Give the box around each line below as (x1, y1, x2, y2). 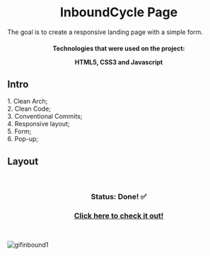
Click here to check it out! (74, 211, 164, 221)
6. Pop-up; (7, 135, 39, 143)
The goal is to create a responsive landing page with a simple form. (7, 28, 204, 36)
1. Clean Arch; (7, 97, 48, 106)
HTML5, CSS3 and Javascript (74, 57, 163, 66)
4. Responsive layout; (7, 120, 70, 128)
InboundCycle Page (59, 4, 178, 21)
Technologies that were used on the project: (52, 44, 185, 52)
